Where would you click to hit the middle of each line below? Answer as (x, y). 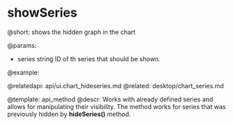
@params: (22, 45)
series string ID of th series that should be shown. (89, 59)
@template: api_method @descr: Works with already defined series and (110, 99)
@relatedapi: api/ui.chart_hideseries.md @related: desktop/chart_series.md (116, 85)
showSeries (43, 13)
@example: (23, 72)
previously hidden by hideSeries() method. (69, 114)
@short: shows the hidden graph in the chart (72, 32)
